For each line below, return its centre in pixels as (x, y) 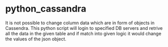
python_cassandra (46, 9)
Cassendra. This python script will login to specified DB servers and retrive (84, 28)
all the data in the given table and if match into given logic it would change (83, 33)
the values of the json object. (36, 39)
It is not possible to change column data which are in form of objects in (80, 23)
